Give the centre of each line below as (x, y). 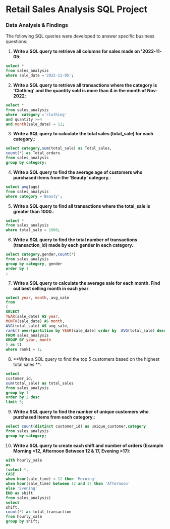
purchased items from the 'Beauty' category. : (62, 177)
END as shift (19, 493)
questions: (17, 42)
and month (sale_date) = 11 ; (35, 124)
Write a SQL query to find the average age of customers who (78, 172)
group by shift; (23, 521)
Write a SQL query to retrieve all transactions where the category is (85, 85)
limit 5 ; (15, 402)
